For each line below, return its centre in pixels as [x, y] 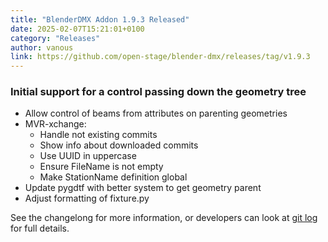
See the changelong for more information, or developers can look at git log [164, 218]
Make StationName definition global [113, 177]
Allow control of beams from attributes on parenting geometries [156, 113]
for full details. [40, 228]
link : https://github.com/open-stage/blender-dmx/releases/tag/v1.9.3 [160, 57]
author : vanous [42, 47]
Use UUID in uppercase [88, 156]
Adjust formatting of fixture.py [87, 198]
